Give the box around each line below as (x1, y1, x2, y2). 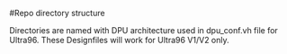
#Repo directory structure (9, 8, 105, 18)
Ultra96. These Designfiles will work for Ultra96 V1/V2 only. (9, 35, 229, 45)
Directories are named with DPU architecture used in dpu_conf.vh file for (9, 25, 279, 35)
